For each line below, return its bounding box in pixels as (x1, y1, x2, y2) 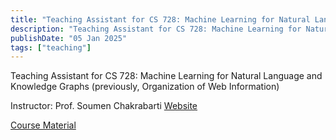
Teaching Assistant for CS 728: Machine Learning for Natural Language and (10, 70, 323, 82)
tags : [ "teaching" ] (10, 42, 92, 53)
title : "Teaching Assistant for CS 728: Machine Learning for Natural (10, 14, 311, 25)
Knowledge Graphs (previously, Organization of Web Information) (10, 81, 280, 93)
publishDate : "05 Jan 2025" (10, 33, 128, 43)
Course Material (10, 119, 77, 131)
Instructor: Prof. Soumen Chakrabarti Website (10, 100, 198, 112)
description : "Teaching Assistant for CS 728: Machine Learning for (10, 24, 302, 34)
